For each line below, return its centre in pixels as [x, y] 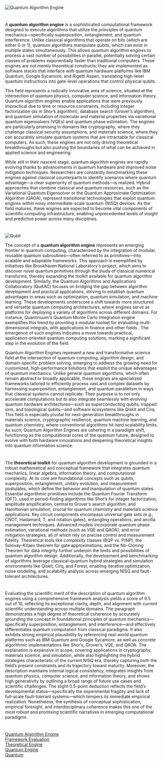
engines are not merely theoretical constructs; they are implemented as [76, 66]
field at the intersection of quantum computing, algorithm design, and [74, 358]
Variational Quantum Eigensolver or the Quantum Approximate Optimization [80, 193]
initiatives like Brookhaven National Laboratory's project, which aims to [76, 266]
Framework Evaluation [27, 739]
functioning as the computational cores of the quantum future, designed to [80, 435]
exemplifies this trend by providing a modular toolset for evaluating [72, 322]
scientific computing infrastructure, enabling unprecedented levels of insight [81, 214]
